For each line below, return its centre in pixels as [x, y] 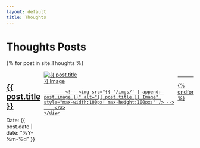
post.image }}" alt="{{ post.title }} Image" [101, 97]
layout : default [26, 12]
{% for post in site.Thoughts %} [45, 63]
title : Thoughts [26, 17]
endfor [186, 92]
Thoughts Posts [46, 47]
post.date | [19, 127]
